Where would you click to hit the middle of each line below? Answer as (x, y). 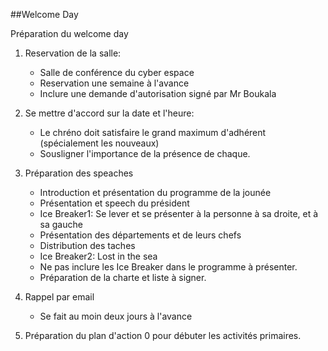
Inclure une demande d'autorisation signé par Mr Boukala (158, 93)
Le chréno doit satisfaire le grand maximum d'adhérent (153, 132)
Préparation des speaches (79, 173)
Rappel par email (59, 297)
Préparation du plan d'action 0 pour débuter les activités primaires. (163, 335)
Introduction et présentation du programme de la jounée (155, 192)
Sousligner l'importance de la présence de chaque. (145, 153)
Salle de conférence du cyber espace (117, 72)
